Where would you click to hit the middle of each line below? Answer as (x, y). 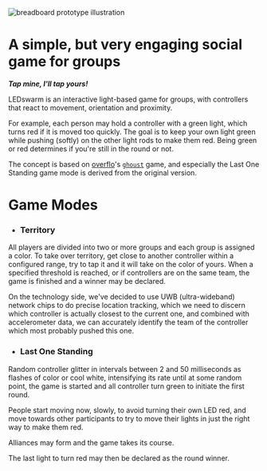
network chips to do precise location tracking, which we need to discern (127, 305)
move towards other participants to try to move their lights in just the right (129, 418)
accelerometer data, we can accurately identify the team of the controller (128, 322)
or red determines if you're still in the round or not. (91, 149)
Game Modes (53, 205)
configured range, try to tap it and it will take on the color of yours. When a (131, 265)
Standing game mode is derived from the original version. (103, 173)
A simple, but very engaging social (126, 45)
